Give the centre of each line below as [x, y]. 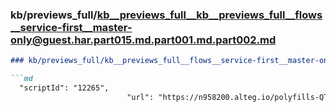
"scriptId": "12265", [64, 88]
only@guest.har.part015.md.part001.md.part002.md [143, 40]
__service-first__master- [71, 27]
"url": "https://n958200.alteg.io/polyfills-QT [227, 97]
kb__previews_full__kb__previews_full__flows [209, 15]
